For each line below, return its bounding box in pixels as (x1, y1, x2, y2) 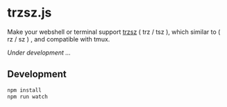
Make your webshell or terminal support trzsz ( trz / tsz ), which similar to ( (7, 28, 221, 36)
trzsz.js (7, 5, 52, 21)
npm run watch (7, 93, 49, 100)
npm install (7, 86, 42, 94)
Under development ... (7, 48, 72, 57)
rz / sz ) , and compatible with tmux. (7, 35, 110, 43)
